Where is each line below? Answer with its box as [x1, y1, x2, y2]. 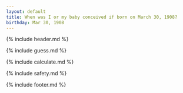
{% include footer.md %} [6, 81, 66, 88]
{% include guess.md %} [6, 47, 66, 54]
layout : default [6, 8, 46, 15]
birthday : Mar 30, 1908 [6, 19, 65, 25]
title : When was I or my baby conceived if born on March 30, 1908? [6, 14, 178, 20]
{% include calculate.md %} [6, 58, 74, 65]
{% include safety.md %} [6, 70, 67, 77]
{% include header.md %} [6, 36, 69, 43]
